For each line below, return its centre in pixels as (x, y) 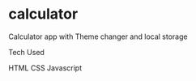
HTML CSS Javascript (45, 68)
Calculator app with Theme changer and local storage (98, 36)
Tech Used (26, 52)
